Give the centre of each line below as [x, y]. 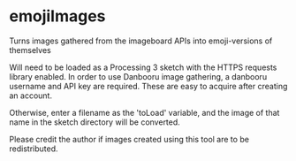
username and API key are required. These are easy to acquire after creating [148, 86]
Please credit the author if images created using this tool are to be [129, 139]
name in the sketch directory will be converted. [95, 122]
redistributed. [34, 149]
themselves [30, 50]
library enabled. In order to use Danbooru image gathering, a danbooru [138, 76]
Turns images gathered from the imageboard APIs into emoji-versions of [141, 41]
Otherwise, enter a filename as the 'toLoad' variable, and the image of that [144, 112]
